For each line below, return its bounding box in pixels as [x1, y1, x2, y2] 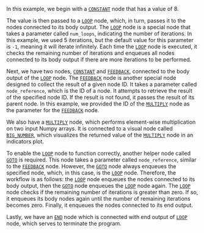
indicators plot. [6, 138, 45, 145]
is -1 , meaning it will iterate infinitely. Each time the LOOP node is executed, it [6, 43, 197, 50]
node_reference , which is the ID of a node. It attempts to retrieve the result [6, 87, 192, 94]
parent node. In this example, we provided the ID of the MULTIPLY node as [6, 100, 190, 107]
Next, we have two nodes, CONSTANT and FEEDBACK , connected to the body [6, 68, 190, 75]
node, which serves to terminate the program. [6, 220, 122, 227]
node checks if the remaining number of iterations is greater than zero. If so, [6, 188, 199, 196]
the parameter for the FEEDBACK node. [6, 107, 100, 113]
